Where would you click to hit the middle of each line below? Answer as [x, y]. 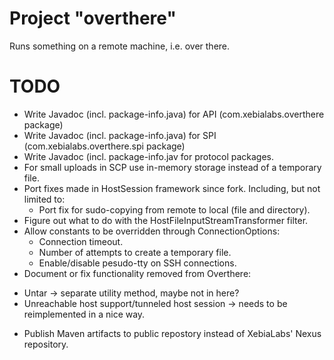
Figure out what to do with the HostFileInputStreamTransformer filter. [166, 220]
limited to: [44, 199]
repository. [46, 344]
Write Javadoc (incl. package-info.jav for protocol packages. [149, 156]
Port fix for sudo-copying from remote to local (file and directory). [174, 209]
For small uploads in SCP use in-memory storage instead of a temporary [172, 167]
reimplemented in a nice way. [84, 314]
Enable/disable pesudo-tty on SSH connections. [137, 263]
